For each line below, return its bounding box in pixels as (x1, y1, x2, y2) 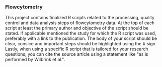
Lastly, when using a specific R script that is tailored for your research (5, 46, 148, 52)
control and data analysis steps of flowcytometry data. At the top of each (5, 20, 155, 26)
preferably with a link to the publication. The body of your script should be (5, 35, 158, 41)
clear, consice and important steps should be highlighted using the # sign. (5, 41, 157, 47)
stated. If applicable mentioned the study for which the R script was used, (5, 31, 157, 36)
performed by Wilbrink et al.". (5, 57, 65, 63)
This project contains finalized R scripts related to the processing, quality (5, 15, 155, 21)
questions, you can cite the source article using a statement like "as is (5, 51, 148, 57)
